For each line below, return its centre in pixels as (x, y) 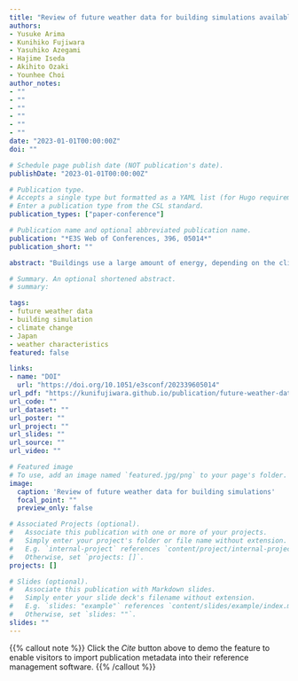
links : (21, 369)
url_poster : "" (37, 418)
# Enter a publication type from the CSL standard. (106, 206)
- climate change (41, 328)
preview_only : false (55, 508)
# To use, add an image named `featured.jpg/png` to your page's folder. (149, 475)
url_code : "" (33, 401)
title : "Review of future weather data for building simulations (132, 17)
